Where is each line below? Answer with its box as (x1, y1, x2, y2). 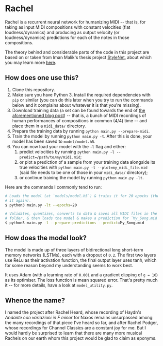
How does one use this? (5, 74, 79, 82)
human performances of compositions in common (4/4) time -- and (12, 117, 147, 123)
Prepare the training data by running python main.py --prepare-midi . (12, 128, 150, 134)
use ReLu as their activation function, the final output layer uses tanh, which (5, 257, 157, 263)
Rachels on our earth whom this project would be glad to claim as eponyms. (5, 335, 157, 341)
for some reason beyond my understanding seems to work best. (5, 262, 133, 268)
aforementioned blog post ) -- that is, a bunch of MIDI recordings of (12, 113, 147, 118)
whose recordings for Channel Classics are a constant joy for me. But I (5, 325, 147, 330)
